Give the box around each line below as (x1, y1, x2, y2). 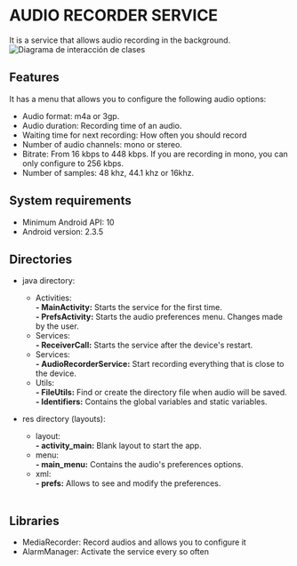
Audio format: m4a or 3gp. (21, 110, 120, 121)
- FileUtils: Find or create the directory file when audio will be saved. (35, 387, 287, 398)
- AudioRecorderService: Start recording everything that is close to (35, 359, 285, 370)
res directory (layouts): (21, 414, 107, 425)
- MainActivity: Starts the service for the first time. (35, 302, 222, 313)
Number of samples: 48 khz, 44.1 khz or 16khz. (21, 167, 195, 178)
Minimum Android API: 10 (21, 217, 115, 227)
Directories (9, 251, 73, 267)
